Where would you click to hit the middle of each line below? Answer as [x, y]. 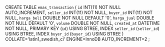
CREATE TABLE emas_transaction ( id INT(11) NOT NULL [63, 7]
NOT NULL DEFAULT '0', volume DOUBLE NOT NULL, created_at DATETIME [82, 23]
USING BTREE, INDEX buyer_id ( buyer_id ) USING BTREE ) [64, 34]
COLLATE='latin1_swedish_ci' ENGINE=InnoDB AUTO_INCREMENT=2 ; [77, 39]
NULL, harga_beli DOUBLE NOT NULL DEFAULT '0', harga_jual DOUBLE [80, 18]
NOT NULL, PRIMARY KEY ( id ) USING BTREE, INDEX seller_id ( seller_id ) [82, 28]
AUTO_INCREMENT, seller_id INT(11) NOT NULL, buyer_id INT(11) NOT [79, 12]
